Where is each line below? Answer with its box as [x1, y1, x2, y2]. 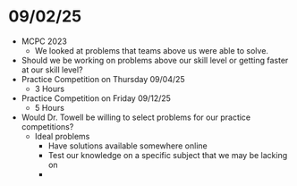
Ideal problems [34, 131, 90, 141]
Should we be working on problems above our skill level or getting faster [21, 55, 289, 65]
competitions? [21, 121, 74, 131]
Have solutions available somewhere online [47, 140, 208, 151]
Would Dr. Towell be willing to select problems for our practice [21, 112, 251, 123]
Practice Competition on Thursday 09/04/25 [21, 73, 185, 84]
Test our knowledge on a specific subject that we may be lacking [47, 149, 288, 160]
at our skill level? [21, 64, 83, 75]
